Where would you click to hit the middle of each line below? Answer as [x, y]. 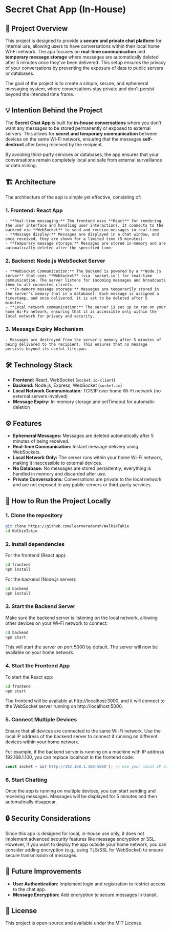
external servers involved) [40, 397]
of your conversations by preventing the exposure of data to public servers [84, 68]
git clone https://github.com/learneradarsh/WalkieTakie [67, 526]
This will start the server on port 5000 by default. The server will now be [82, 647]
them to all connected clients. [40, 285]
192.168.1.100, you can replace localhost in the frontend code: [70, 757]
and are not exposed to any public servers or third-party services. [82, 485]
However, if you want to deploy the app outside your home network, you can [86, 844]
